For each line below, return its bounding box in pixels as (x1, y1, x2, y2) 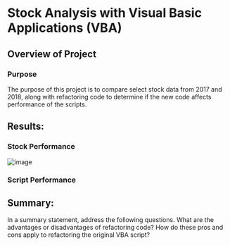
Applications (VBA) (7, 20, 122, 36)
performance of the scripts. (7, 100, 87, 109)
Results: (7, 121, 44, 133)
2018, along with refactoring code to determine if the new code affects (7, 92, 212, 101)
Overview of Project (7, 48, 97, 60)
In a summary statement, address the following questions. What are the (7, 216, 215, 224)
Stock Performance (7, 142, 75, 152)
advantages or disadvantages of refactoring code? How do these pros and (7, 223, 224, 232)
